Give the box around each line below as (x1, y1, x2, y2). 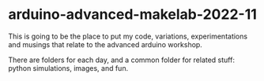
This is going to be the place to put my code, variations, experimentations (8, 31, 247, 41)
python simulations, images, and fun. (8, 63, 129, 72)
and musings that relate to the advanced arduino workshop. (8, 39, 203, 49)
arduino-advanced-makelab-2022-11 (8, 6, 257, 24)
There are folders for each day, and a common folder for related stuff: (8, 55, 236, 64)
